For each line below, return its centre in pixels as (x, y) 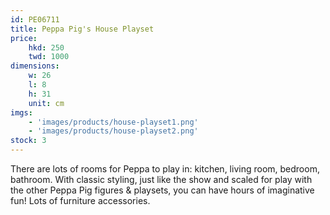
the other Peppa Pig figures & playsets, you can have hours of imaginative (162, 190)
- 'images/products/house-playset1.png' (113, 122)
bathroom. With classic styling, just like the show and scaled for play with (161, 179)
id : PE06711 (35, 19)
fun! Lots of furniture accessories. (80, 200)
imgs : (21, 112)
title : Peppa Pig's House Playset (82, 29)
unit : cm (46, 103)
